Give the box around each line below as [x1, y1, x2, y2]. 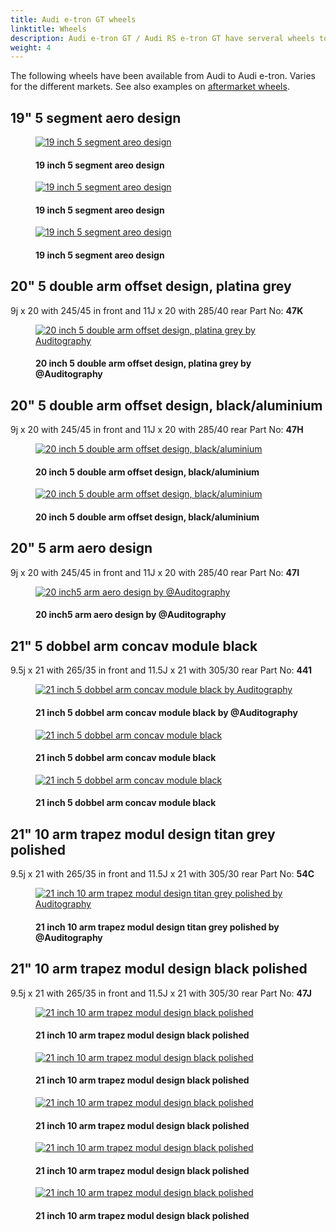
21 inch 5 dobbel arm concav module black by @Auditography [35, 706, 298, 718]
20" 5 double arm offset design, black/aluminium [10, 397, 323, 414]
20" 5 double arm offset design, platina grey [10, 278, 292, 295]
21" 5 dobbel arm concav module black [10, 637, 258, 655]
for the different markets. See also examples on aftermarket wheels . [10, 81, 290, 93]
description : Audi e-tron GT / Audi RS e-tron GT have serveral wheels [10, 33, 315, 43]
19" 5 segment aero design [10, 109, 182, 126]
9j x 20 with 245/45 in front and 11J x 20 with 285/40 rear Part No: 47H [10, 424, 304, 436]
